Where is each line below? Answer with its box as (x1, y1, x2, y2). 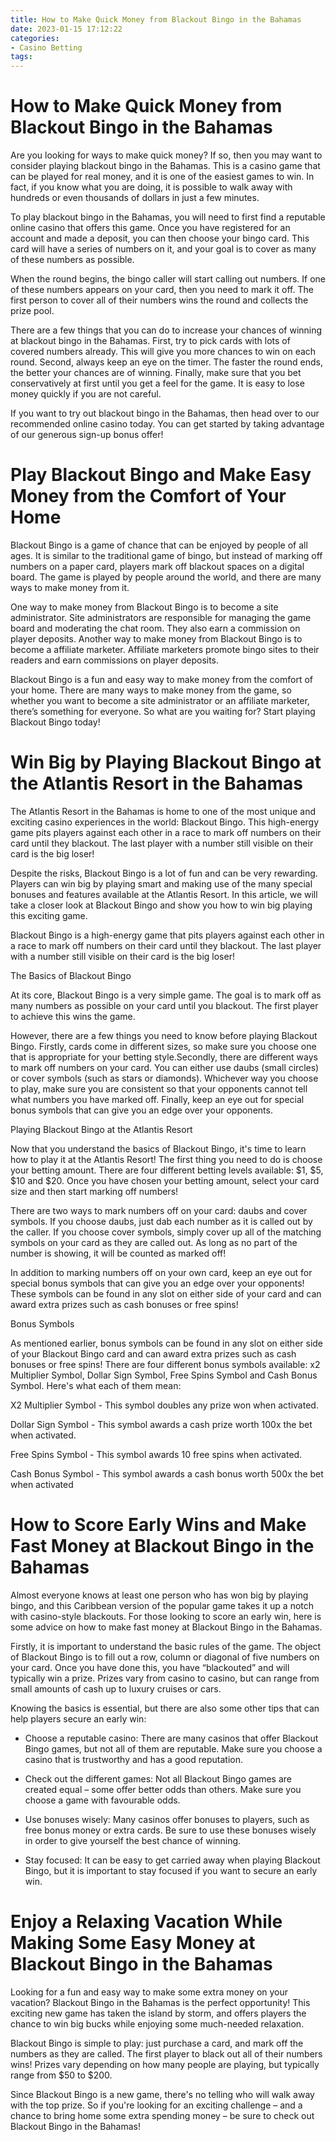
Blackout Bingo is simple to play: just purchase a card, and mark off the (10, 2037, 304, 2049)
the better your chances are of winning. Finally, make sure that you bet (10, 367, 302, 379)
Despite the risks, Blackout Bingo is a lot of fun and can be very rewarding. (10, 867, 318, 879)
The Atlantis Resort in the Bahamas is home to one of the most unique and (10, 805, 317, 817)
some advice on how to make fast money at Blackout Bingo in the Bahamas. (10, 1621, 323, 1633)
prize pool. (10, 305, 55, 317)
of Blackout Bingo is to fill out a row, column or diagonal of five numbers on (10, 1651, 320, 1663)
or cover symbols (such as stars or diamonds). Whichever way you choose (10, 1072, 319, 1084)
